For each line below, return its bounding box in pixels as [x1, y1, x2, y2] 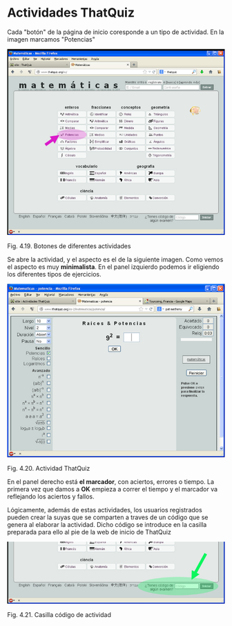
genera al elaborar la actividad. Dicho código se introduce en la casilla [7, 521, 207, 529]
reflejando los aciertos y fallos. [7, 492, 95, 501]
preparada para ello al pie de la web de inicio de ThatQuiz [7, 528, 171, 537]
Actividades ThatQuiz [7, 5, 135, 21]
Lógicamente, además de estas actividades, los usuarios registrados [7, 506, 202, 514]
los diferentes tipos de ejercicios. [7, 270, 101, 278]
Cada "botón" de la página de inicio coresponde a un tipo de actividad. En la [7, 28, 224, 36]
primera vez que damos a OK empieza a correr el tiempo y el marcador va [7, 485, 218, 494]
